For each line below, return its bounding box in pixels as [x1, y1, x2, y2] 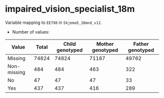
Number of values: [12, 29, 50, 35]
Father [133, 40, 149, 47]
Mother [96, 40, 114, 47]
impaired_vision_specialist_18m [5, 3, 135, 15]
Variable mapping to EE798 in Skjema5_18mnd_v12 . [5, 20, 102, 25]
